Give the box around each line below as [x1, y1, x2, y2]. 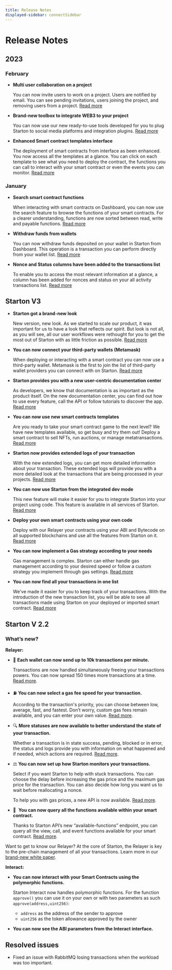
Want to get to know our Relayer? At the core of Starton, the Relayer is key [5, 843, 162, 849]
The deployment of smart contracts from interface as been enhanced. [12, 148, 161, 154]
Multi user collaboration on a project [12, 82, 92, 88]
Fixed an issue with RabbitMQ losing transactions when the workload [12, 954, 159, 960]
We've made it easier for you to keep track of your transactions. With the [12, 589, 167, 595]
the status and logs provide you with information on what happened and [12, 745, 165, 752]
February [5, 70, 29, 77]
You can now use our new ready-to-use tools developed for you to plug [12, 123, 164, 129]
